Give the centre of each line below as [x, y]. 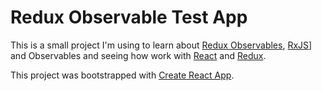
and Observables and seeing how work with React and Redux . [138, 55]
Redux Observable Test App [129, 17]
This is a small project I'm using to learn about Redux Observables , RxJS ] [161, 45]
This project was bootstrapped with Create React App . [122, 75]
